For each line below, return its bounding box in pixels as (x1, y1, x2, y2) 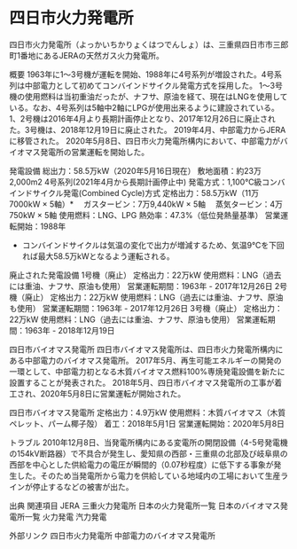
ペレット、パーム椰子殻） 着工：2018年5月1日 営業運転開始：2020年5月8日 (9, 418, 285, 428)
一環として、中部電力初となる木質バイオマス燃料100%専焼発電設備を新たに (9, 365, 285, 377)
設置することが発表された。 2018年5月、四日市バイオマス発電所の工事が (9, 377, 275, 388)
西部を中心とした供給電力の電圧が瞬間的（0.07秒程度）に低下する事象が (9, 459, 274, 470)
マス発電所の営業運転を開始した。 (24, 146, 149, 157)
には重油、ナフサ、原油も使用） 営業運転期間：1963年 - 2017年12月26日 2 (9, 280, 280, 291)
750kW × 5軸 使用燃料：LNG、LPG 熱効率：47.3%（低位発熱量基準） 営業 (9, 209, 281, 220)
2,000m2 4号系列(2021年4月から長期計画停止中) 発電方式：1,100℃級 (9, 176, 262, 187)
